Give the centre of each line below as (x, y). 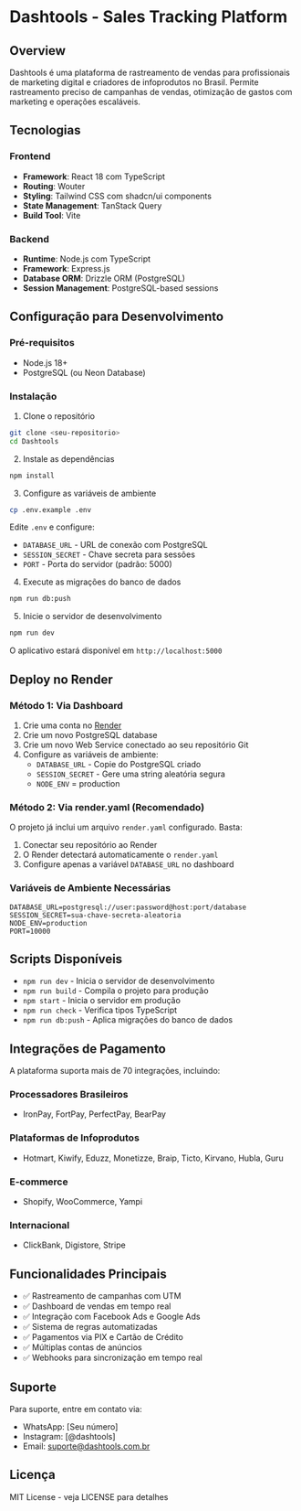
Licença (33, 1475)
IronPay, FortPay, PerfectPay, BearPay (94, 1114)
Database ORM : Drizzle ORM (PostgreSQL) (104, 278)
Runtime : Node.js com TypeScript (87, 259)
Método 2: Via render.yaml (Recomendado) (107, 807)
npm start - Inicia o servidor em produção (101, 1001)
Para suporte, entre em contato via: (76, 1409)
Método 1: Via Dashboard (66, 705)
